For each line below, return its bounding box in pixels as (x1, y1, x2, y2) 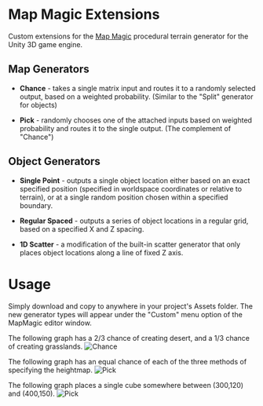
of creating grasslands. (8, 342, 83, 351)
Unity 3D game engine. (8, 39, 83, 49)
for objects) (19, 100, 57, 109)
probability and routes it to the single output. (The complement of (19, 123, 232, 133)
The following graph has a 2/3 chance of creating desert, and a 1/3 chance (8, 333, 250, 342)
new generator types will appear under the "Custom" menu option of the (8, 309, 243, 319)
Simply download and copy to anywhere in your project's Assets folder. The (8, 301, 254, 311)
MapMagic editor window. (8, 318, 92, 327)
